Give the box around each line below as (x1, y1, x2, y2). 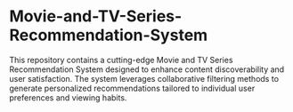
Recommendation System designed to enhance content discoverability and (9, 64, 285, 75)
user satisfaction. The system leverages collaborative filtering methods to (9, 73, 279, 84)
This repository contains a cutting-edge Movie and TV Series (9, 54, 233, 65)
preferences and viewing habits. (9, 92, 127, 103)
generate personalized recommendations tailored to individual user (9, 83, 256, 93)
